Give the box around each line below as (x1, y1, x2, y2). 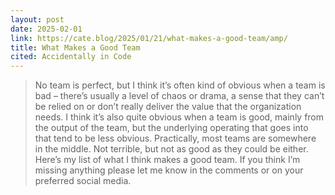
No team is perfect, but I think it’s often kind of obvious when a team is (34, 79, 326, 91)
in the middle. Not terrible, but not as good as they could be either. (34, 143, 309, 155)
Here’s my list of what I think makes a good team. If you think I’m (34, 154, 301, 166)
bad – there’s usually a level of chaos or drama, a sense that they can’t (34, 90, 325, 102)
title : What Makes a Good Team (10, 42, 141, 53)
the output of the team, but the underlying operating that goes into (34, 122, 309, 134)
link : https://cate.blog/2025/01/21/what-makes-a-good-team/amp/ (10, 33, 288, 43)
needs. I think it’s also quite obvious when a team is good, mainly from (34, 111, 325, 123)
